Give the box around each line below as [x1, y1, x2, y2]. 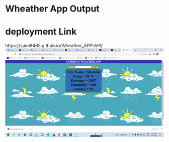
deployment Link [5, 26, 77, 38]
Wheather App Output [5, 3, 100, 15]
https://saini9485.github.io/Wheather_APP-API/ [5, 43, 103, 49]
